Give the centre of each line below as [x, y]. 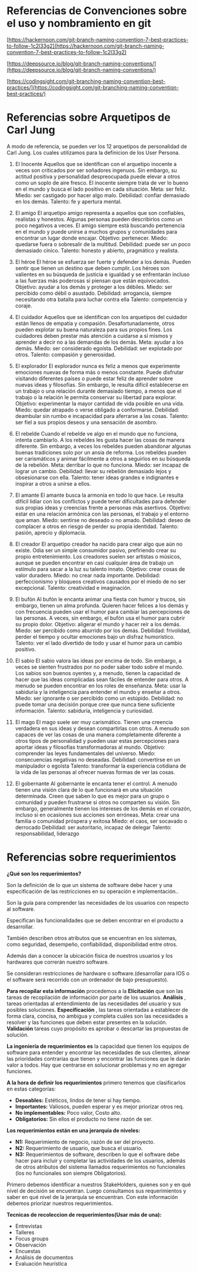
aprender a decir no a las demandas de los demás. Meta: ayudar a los [99, 342]
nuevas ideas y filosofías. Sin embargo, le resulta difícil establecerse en [102, 384]
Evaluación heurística [41, 1263]
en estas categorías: [31, 1089]
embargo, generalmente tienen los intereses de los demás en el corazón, [103, 808]
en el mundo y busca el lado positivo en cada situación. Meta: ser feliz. [101, 189]
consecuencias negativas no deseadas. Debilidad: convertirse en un [98, 759]
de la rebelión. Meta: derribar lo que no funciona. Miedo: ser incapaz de [102, 465]
